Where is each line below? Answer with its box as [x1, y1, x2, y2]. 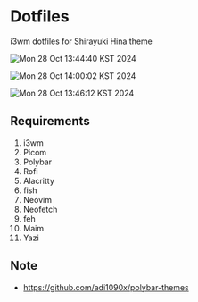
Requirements [10, 113, 90, 129]
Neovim [22, 194, 53, 205]
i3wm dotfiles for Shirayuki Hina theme [10, 36, 153, 46]
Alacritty [22, 175, 54, 186]
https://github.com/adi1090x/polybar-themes [22, 281, 190, 292]
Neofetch [22, 204, 58, 214]
